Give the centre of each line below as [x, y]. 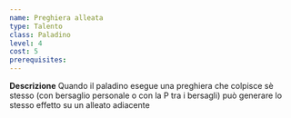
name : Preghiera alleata [56, 18]
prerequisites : [38, 60]
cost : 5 [24, 52]
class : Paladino [40, 34]
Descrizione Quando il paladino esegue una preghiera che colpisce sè [142, 86]
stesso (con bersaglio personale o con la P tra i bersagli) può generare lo [146, 95]
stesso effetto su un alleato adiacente [80, 105]
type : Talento [36, 26]
